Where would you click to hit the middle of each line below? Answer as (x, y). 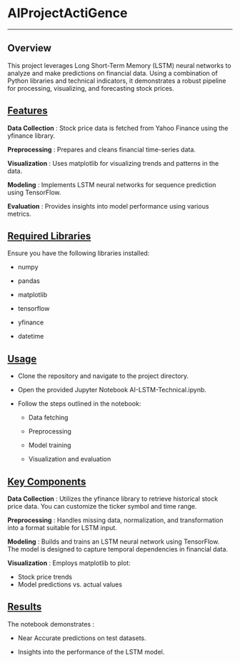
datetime (31, 337)
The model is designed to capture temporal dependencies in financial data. (118, 549)
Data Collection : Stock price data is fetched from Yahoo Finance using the (118, 128)
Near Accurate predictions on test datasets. (82, 638)
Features (27, 111)
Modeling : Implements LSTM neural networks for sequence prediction (112, 184)
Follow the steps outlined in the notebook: (79, 404)
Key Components (47, 481)
